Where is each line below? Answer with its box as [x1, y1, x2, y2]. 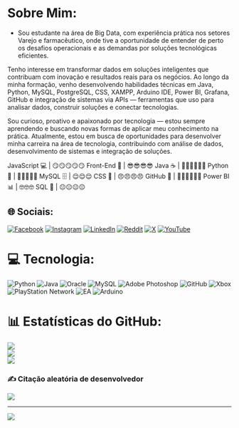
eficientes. [17, 51, 49, 60]
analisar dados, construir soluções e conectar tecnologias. [7, 103, 179, 111]
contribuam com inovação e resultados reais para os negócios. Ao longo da [7, 73, 229, 81]
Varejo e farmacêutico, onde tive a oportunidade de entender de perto [17, 36, 224, 44]
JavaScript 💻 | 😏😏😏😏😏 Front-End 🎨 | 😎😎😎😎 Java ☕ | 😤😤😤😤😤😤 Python [7, 161, 229, 169]
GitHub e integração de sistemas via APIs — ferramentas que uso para [7, 95, 215, 104]
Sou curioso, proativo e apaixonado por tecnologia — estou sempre [7, 116, 206, 125]
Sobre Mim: [7, 5, 77, 21]
